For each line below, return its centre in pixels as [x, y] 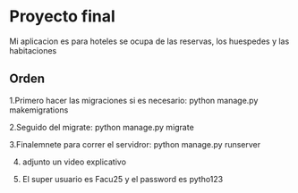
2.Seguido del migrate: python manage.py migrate [102, 127]
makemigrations [39, 110]
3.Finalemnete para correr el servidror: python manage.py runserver [135, 144]
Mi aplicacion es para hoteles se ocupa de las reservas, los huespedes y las [149, 41]
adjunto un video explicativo [74, 162]
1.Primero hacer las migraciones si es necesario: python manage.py [134, 100]
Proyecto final [63, 17]
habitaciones [33, 50]
